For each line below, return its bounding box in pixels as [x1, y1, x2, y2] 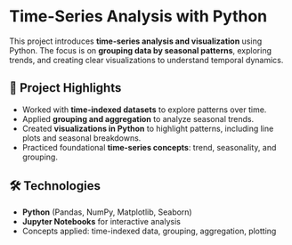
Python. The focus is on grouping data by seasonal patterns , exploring [9, 45, 272, 55]
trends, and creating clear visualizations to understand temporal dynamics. [9, 54, 284, 65]
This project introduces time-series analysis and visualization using [9, 36, 263, 46]
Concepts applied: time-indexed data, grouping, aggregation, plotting [21, 225, 277, 236]
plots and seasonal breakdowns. [21, 132, 142, 143]
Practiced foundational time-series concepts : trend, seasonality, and [21, 142, 277, 152]
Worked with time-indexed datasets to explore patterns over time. [21, 104, 267, 115]
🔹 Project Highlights [9, 80, 122, 95]
